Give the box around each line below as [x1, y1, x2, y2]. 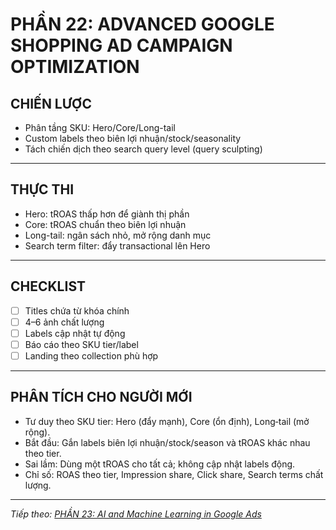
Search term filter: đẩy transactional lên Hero [24, 239, 211, 252]
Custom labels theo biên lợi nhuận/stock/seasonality [24, 133, 242, 144]
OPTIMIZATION [10, 56, 140, 78]
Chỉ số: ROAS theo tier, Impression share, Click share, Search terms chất [24, 468, 324, 480]
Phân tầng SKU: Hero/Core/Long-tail [24, 122, 176, 133]
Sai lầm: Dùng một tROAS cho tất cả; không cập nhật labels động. [24, 458, 296, 470]
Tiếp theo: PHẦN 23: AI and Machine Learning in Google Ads [10, 508, 262, 520]
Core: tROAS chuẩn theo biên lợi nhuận [24, 218, 187, 230]
